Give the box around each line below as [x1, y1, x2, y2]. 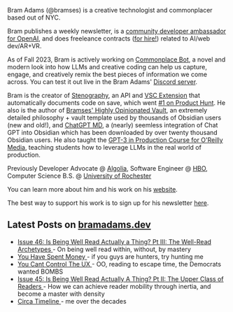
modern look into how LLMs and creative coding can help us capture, [7, 63, 208, 71]
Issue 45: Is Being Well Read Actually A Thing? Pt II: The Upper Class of [17, 274, 224, 283]
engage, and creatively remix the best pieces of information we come [7, 70, 208, 78]
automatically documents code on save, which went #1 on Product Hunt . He [7, 99, 226, 107]
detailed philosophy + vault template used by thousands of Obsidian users [7, 113, 222, 122]
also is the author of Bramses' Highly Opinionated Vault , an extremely [7, 106, 208, 114]
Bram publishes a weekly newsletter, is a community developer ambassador [7, 27, 226, 35]
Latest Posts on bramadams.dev [7, 219, 152, 231]
